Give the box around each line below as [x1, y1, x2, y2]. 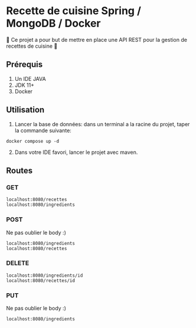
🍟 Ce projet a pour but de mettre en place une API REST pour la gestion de [6, 36, 188, 43]
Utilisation [6, 105, 45, 115]
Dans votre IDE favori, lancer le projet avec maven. [14, 149, 138, 156]
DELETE [6, 259, 30, 267]
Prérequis [6, 60, 43, 70]
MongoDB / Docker [6, 17, 101, 30]
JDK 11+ [14, 81, 34, 88]
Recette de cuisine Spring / [6, 4, 142, 18]
